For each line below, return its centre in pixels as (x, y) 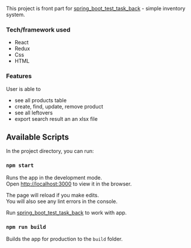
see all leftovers (34, 113)
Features (19, 76)
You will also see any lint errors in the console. (62, 201)
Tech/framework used (38, 30)
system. (15, 15)
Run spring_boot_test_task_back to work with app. (67, 212)
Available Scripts (37, 137)
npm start (20, 165)
